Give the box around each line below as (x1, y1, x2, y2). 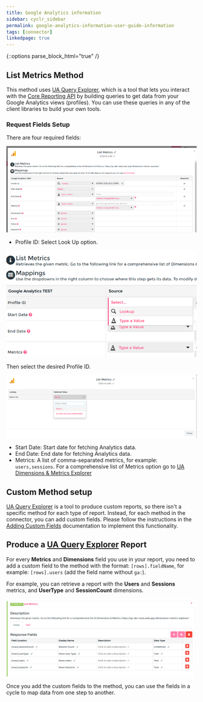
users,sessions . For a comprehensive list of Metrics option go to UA (14, 463, 185, 470)
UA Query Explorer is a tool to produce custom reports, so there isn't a (6, 503, 182, 510)
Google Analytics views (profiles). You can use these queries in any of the (6, 98, 190, 106)
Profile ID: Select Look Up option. (14, 238, 98, 246)
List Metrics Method (6, 70, 84, 80)
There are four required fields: (6, 134, 82, 141)
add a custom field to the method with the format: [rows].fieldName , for (6, 562, 184, 569)
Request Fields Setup (6, 120, 71, 129)
